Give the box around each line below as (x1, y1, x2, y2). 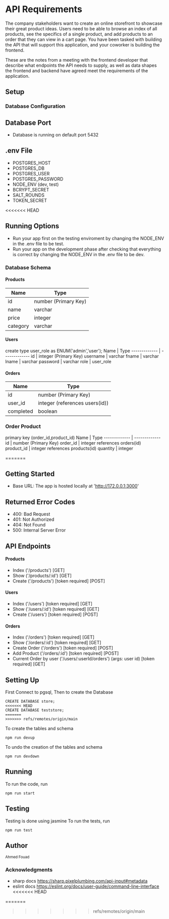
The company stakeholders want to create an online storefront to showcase (5, 20, 163, 26)
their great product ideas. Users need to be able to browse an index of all (5, 25, 157, 31)
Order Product (5, 423, 41, 430)
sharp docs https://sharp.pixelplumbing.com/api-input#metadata (12, 878, 148, 884)
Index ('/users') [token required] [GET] (12, 600, 92, 607)
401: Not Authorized (12, 516, 54, 522)
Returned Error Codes (5, 498, 76, 506)
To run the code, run (5, 781, 48, 787)
